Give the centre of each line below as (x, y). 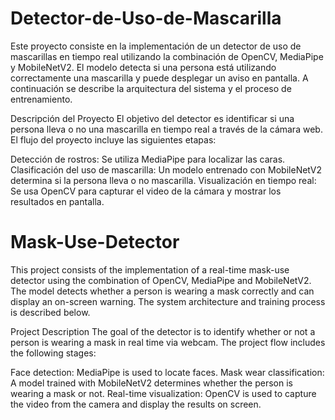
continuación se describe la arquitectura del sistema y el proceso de (151, 88)
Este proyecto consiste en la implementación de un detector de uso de (156, 46)
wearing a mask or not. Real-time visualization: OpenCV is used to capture (163, 393)
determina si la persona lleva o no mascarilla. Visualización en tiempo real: (163, 180)
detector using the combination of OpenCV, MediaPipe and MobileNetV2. (161, 280)
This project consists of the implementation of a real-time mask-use (150, 269)
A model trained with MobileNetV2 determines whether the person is (151, 383)
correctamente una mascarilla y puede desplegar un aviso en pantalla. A (159, 78)
